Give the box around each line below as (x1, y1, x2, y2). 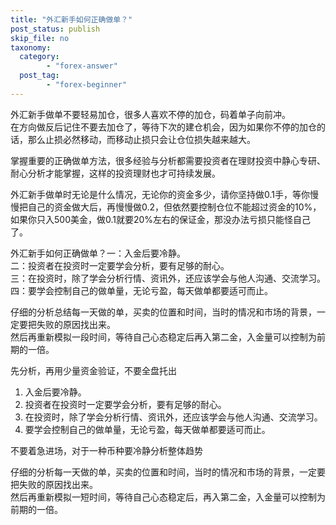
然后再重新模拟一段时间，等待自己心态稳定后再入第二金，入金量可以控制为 (10, 331, 317, 343)
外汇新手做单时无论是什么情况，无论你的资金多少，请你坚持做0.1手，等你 (10, 188, 310, 200)
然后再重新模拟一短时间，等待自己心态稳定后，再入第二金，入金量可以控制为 (10, 491, 326, 503)
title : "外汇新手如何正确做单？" (10, 14, 133, 25)
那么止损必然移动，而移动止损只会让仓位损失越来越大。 (27, 133, 256, 145)
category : (19, 52, 60, 62)
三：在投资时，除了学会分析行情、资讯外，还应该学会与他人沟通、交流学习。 (10, 272, 326, 284)
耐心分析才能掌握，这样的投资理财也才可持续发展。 (10, 167, 221, 179)
